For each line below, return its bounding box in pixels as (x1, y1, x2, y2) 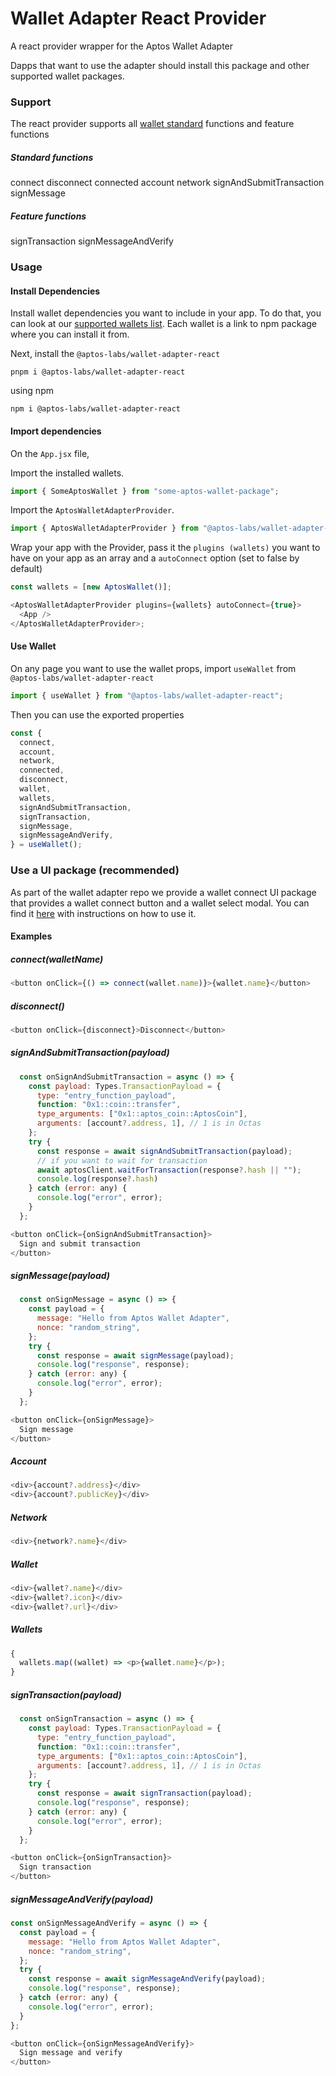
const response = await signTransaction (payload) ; (36, 1788, 253, 1799)
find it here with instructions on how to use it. (10, 907, 197, 919)
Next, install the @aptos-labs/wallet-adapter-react (10, 348, 221, 360)
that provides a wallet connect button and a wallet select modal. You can (10, 897, 310, 909)
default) (10, 563, 43, 575)
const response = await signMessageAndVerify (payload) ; (28, 1974, 267, 1984)
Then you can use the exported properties (10, 708, 185, 721)
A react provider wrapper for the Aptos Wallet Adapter (10, 40, 234, 52)
